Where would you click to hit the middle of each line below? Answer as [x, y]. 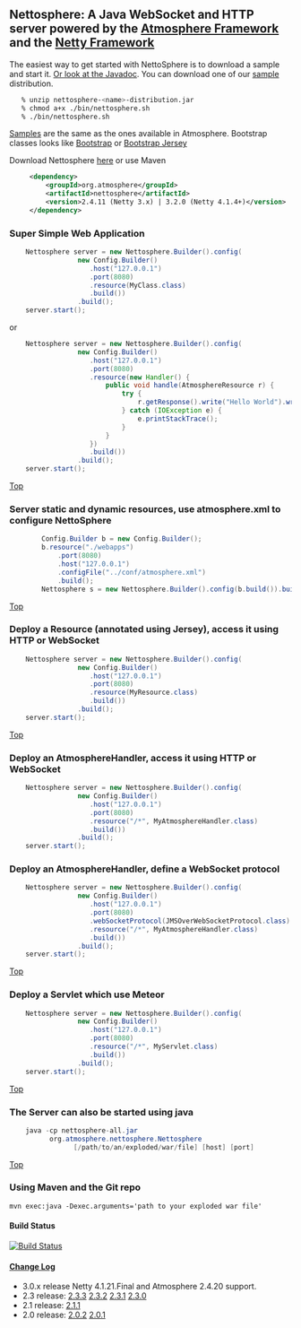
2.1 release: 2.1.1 [51, 1306]
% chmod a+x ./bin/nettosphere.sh [86, 108]
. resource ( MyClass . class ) [138, 285]
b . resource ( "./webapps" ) [88, 547]
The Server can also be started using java [102, 1112]
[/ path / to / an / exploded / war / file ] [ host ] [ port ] [163, 1147]
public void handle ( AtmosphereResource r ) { [190, 386]
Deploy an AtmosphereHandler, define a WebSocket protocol [145, 869]
